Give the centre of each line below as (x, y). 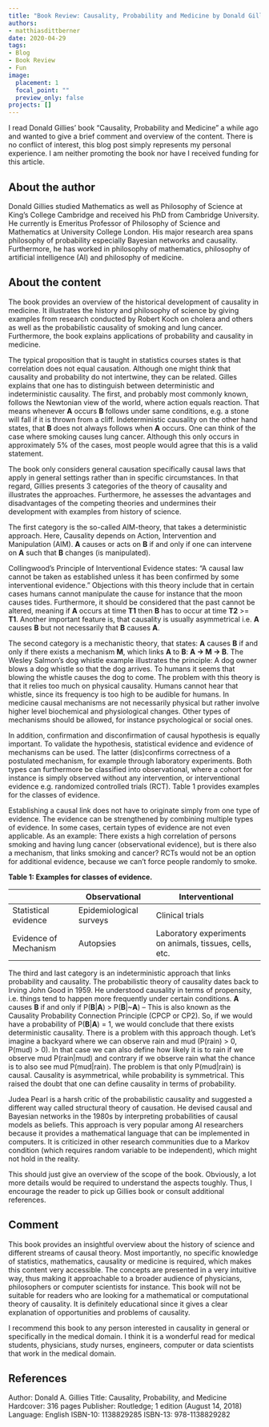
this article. (27, 162)
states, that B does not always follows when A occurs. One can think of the (132, 428)
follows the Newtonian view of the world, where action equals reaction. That (134, 402)
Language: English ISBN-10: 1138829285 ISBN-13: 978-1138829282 (119, 1415)
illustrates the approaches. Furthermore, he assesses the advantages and (130, 494)
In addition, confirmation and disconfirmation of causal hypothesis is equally (134, 735)
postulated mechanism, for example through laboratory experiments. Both (130, 761)
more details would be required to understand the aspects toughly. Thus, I (130, 1183)
